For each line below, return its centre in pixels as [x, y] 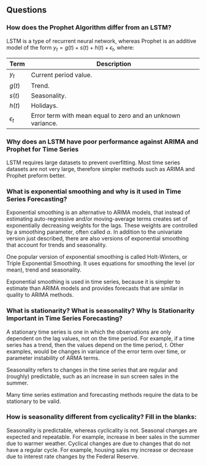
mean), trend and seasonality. [44, 270]
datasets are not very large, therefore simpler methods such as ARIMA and [101, 169]
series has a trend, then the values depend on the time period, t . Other [95, 345]
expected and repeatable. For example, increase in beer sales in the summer [103, 437]
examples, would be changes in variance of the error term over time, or [96, 351]
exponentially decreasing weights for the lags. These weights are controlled [102, 226]
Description [114, 64]
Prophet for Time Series [43, 149]
